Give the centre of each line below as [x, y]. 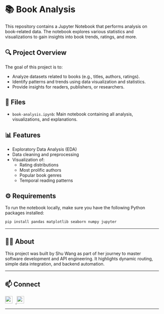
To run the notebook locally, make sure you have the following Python [75, 208]
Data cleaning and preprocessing [45, 155]
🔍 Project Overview [36, 53]
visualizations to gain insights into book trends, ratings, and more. [71, 37]
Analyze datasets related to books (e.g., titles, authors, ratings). [76, 76]
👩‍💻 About [20, 242]
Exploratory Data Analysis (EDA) [44, 149]
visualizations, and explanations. [45, 119]
